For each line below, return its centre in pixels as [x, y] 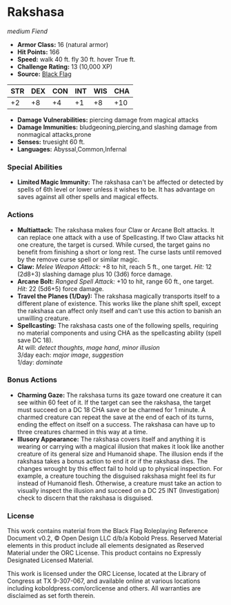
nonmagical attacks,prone [54, 134]
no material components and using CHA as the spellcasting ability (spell [119, 333]
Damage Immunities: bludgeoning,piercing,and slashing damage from [117, 127]
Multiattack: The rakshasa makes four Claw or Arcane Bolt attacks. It [116, 230]
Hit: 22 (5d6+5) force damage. [61, 288]
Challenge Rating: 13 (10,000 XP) [64, 66]
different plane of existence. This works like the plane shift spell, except [119, 303]
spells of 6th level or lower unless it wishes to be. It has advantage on [116, 189]
